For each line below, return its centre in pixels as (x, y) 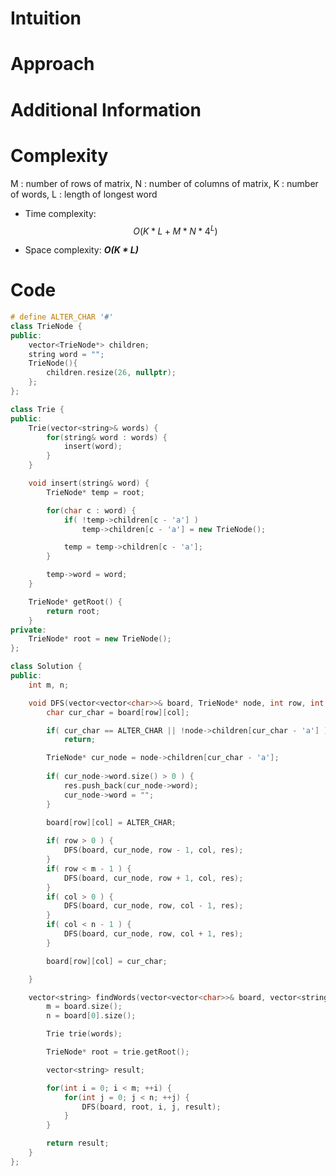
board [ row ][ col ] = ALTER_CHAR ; (111, 823)
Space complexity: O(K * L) (81, 250)
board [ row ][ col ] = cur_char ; (107, 961)
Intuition (46, 18)
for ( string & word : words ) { (107, 437)
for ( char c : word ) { (91, 510)
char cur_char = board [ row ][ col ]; (118, 712)
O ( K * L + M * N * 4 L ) (175, 230)
